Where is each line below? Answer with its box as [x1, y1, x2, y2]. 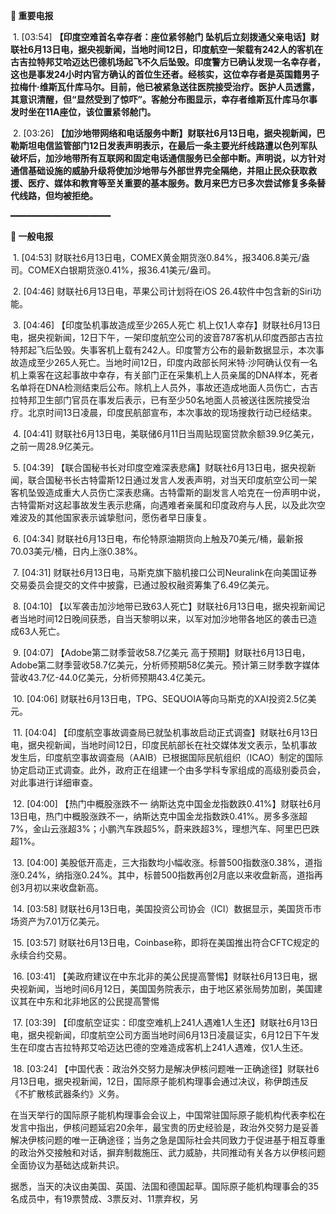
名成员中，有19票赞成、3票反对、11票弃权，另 [10, 1193, 199, 1204]
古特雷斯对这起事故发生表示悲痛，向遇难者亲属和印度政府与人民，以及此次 [10, 499, 317, 511]
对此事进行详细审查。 [10, 777, 98, 788]
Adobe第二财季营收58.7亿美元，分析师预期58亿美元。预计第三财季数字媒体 [10, 659, 320, 671]
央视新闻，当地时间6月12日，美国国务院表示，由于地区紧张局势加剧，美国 [10, 983, 314, 994]
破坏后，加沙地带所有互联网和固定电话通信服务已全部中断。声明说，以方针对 [10, 152, 326, 164]
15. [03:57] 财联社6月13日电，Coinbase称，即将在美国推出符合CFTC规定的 [12, 937, 320, 948]
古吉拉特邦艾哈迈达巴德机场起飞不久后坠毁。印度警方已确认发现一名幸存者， [10, 56, 326, 68]
